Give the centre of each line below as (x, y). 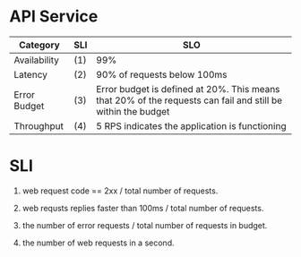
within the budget (133, 111)
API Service (54, 17)
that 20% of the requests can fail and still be (189, 100)
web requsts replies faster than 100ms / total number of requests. (143, 208)
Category (39, 45)
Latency (30, 74)
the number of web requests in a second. (98, 243)
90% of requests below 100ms (162, 74)
